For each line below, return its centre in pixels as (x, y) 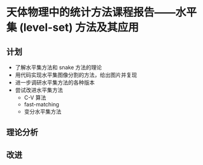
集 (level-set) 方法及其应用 (72, 27)
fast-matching (41, 104)
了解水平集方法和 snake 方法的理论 (58, 67)
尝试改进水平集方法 (39, 90)
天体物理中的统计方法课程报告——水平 (102, 12)
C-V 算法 (35, 98)
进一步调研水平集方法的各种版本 (55, 82)
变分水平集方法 (43, 112)
